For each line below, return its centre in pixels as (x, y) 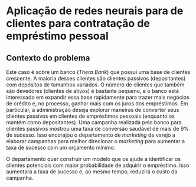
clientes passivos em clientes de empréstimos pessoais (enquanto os (91, 116)
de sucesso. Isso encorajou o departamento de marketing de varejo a (91, 135)
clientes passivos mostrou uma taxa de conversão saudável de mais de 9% (97, 129)
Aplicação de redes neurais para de (95, 11)
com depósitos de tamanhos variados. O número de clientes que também (95, 85)
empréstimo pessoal (58, 36)
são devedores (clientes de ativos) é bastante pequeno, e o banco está (92, 91)
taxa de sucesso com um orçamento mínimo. (61, 147)
